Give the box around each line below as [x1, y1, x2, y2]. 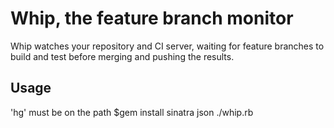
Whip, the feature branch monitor [10, 7, 294, 30]
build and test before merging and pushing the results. [10, 50, 235, 62]
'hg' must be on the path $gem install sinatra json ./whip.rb [10, 106, 254, 118]
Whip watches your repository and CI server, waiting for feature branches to [10, 40, 325, 52]
